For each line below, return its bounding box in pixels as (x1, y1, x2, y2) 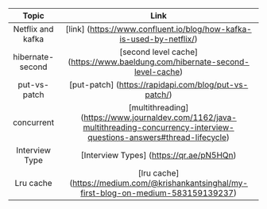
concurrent (13, 117, 54, 128)
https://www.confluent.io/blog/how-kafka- (90, 24, 252, 34)
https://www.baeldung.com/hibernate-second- (71, 56, 250, 67)
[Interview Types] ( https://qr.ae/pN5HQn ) (80, 150, 237, 161)
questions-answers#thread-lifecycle (87, 132, 226, 142)
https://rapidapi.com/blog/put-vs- (118, 79, 249, 90)
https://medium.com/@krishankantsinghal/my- (72, 178, 249, 188)
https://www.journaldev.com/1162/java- (83, 112, 237, 122)
